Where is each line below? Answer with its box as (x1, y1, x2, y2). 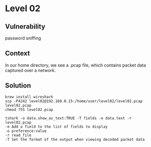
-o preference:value (5, 129, 47, 133)
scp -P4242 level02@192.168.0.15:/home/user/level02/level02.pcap (5, 98, 143, 104)
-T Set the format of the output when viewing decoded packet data (5, 137, 145, 142)
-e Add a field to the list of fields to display (5, 124, 108, 129)
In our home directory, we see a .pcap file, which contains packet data (5, 62, 146, 68)
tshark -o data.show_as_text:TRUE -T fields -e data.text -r (5, 115, 132, 121)
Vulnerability (5, 22, 45, 31)
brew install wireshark (5, 94, 54, 99)
